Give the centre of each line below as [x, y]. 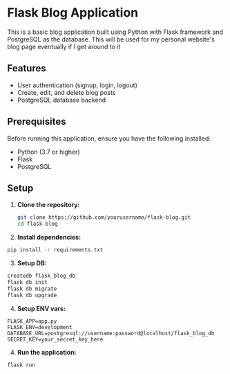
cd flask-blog [37, 224]
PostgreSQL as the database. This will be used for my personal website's [111, 39]
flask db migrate [32, 289]
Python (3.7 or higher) [49, 152]
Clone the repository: [48, 205]
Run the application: [47, 352]
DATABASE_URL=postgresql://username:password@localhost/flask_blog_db [111, 333]
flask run [21, 365]
